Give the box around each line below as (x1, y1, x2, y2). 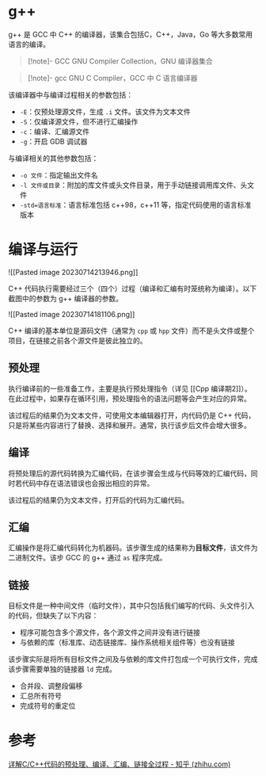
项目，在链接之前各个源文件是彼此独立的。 (8, 335, 147, 345)
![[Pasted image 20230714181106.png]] (8, 309, 135, 319)
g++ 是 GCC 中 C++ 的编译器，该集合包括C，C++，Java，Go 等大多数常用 (8, 29, 253, 39)
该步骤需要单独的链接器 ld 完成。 (8, 664, 117, 674)
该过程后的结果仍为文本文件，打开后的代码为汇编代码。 (8, 495, 188, 505)
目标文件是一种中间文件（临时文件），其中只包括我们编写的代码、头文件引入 (8, 601, 255, 610)
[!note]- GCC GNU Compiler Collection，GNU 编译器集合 (27, 56, 214, 66)
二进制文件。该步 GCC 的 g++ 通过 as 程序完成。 (8, 553, 167, 563)
